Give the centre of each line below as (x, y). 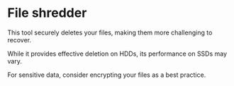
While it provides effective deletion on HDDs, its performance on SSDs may (117, 54)
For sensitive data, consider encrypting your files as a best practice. (107, 75)
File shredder (47, 13)
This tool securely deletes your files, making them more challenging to (110, 32)
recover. (19, 39)
